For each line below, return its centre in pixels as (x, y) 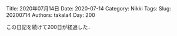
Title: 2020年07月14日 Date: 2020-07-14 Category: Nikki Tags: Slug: (89, 8)
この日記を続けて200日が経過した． (50, 27)
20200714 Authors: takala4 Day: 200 (51, 15)
